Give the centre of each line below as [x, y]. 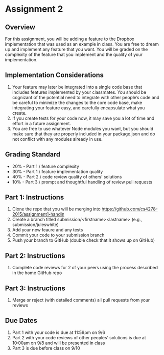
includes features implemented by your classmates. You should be [79, 92]
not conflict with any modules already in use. [57, 139]
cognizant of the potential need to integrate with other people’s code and [86, 97]
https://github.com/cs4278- [130, 209]
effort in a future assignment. [41, 123]
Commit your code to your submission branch [58, 235]
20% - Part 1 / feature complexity [46, 166]
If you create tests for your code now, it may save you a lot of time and [83, 118]
